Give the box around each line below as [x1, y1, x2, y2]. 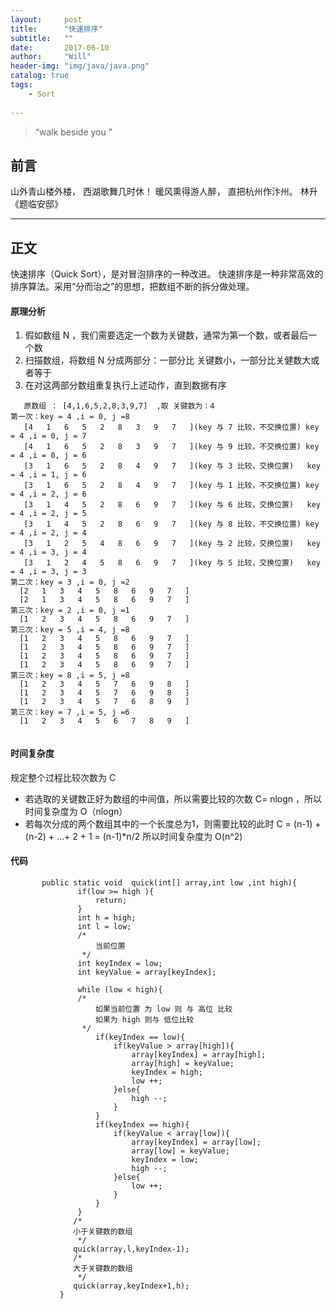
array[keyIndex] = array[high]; [131, 1049, 267, 1060]
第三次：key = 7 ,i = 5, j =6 [10, 707, 130, 718]
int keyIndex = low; [77, 958, 163, 968]
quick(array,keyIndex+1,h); [73, 1281, 190, 1291]
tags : [10, 80, 33, 90]
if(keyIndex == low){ [95, 1032, 186, 1042]
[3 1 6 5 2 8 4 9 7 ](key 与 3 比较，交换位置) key [23, 461, 322, 471]
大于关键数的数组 [73, 1263, 133, 1273]
